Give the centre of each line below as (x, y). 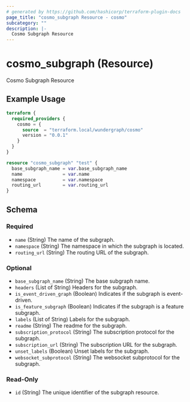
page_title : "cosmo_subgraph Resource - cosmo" (67, 17)
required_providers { (39, 118)
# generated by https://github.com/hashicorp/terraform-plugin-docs (94, 12)
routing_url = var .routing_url (60, 185)
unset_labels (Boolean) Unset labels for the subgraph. (82, 351)
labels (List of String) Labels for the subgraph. (73, 319)
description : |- (26, 28)
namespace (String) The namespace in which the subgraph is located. (99, 246)
